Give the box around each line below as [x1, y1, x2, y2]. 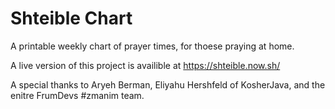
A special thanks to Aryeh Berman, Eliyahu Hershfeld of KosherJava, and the [10, 78, 326, 91]
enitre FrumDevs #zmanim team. [10, 89, 145, 101]
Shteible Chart [10, 7, 133, 30]
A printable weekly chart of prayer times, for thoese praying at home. [10, 40, 295, 52]
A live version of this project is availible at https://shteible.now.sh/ [10, 59, 281, 71]
